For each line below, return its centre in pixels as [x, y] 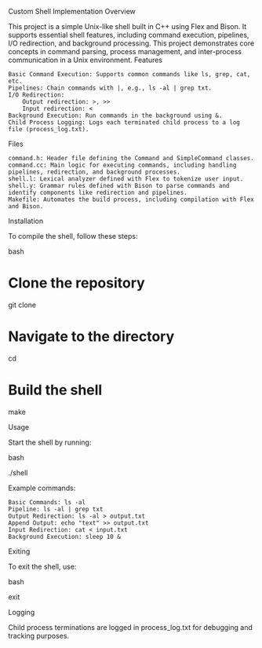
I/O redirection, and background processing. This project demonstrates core [131, 43]
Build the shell [55, 390]
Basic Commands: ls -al [47, 502]
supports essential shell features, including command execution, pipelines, [129, 35]
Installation [26, 221]
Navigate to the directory [91, 337]
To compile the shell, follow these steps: [73, 236]
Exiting [19, 551]
